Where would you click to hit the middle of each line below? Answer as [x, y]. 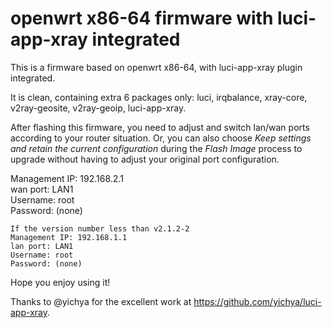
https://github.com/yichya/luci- [257, 301]
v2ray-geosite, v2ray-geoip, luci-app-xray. [98, 108]
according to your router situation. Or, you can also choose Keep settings [161, 138]
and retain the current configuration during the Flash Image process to [156, 148]
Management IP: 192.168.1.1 [69, 237]
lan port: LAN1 [42, 246]
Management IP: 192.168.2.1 [67, 178]
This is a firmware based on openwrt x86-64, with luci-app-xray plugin [156, 67]
